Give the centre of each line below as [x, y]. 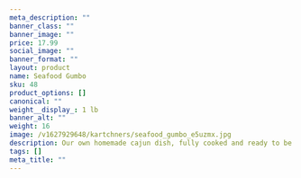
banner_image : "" [42, 34]
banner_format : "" [44, 59]
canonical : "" [36, 101]
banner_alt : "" [38, 118]
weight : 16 [30, 127]
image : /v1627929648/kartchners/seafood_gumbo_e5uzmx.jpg [120, 135]
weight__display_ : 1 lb [54, 110]
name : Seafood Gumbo [48, 76]
